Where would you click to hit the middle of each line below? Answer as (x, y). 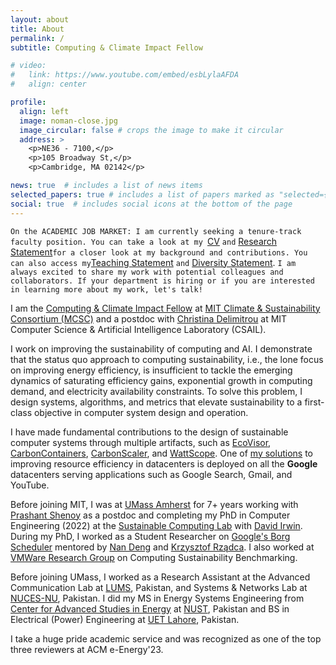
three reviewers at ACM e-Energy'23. (87, 649)
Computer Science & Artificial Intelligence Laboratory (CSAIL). (138, 329)
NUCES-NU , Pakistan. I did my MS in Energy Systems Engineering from (157, 598)
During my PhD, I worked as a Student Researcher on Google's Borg (150, 536)
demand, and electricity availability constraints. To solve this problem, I (156, 391)
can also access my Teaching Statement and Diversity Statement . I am (153, 262)
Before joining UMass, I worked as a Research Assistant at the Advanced (160, 577)
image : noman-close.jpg (68, 121)
